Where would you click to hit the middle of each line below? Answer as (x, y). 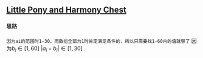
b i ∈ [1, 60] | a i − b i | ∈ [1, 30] (47, 49)
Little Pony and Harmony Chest (66, 10)
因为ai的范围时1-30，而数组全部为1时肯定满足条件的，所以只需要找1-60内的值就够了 (98, 41)
